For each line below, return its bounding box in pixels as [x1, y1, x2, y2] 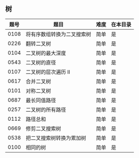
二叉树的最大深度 [26, 49, 66, 56]
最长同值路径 [26, 97, 56, 104]
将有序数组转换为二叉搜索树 [26, 31, 91, 38]
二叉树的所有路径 [26, 106, 66, 113]
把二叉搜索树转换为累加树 [26, 134, 86, 141]
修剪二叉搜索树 [26, 125, 61, 132]
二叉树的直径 [26, 59, 56, 66]
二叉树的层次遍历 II [26, 68, 70, 75]
